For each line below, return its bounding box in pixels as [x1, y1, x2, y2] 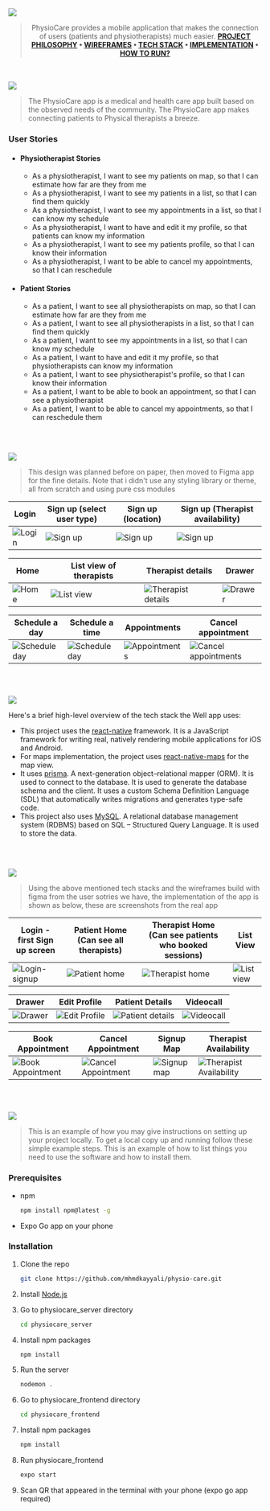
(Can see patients [148, 930, 219, 941]
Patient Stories [19, 283, 71, 293]
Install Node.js [19, 1289, 67, 1299]
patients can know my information [31, 231, 145, 240]
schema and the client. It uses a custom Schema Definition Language [19, 786, 250, 795]
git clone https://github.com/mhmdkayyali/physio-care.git [19, 1275, 223, 1283]
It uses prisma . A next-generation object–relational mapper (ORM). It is [19, 769, 255, 778]
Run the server [19, 1365, 70, 1374]
